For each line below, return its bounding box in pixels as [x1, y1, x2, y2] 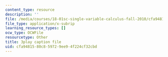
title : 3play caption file [5, 40, 61, 45]
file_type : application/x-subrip [5, 21, 75, 26]
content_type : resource [5, 7, 55, 12]
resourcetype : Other [5, 35, 48, 40]
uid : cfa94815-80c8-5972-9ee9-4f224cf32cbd [5, 44, 97, 49]
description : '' [5, 12, 39, 17]
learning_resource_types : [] [5, 26, 66, 31]
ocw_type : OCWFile [5, 30, 43, 35]
